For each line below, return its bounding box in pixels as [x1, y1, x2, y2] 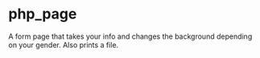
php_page [8, 5, 77, 23]
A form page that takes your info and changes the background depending [8, 31, 253, 41]
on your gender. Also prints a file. [8, 39, 119, 49]
